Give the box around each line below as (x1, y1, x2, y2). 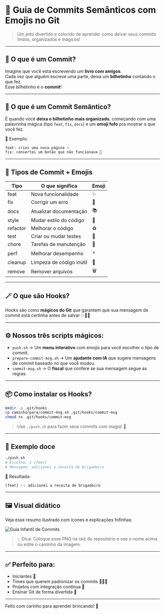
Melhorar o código (31, 225, 74, 232)
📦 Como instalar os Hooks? (5, 390, 92, 398)
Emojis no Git (5, 15, 60, 26)
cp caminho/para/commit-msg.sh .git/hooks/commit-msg (5, 410, 118, 415)
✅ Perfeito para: (5, 560, 55, 569)
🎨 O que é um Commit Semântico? (5, 103, 111, 111)
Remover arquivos (31, 268, 73, 275)
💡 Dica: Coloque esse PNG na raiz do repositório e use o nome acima (17, 536, 158, 542)
